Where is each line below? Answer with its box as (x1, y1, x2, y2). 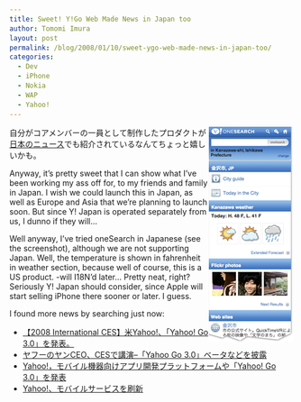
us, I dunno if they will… (9, 215, 97, 226)
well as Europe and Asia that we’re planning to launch (9, 196, 208, 207)
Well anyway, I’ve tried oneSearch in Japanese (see (9, 233, 201, 243)
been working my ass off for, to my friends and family (9, 177, 208, 188)
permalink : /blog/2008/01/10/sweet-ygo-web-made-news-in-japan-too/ (9, 43, 272, 52)
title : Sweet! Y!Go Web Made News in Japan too (9, 14, 192, 23)
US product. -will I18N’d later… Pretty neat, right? (9, 271, 191, 282)
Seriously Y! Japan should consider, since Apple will (9, 280, 204, 292)
